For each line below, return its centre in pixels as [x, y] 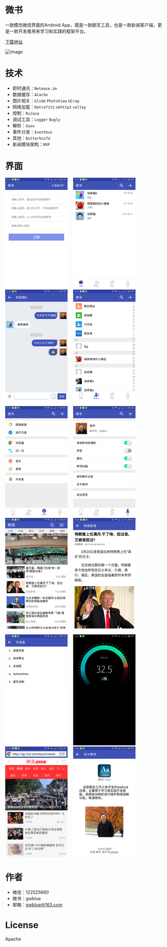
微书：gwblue [27, 899]
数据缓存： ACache [30, 94]
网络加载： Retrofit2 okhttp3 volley [49, 107]
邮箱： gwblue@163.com [37, 905]
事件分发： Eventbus [32, 132]
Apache [13, 939]
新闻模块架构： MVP [31, 144]
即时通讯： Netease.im [35, 88]
